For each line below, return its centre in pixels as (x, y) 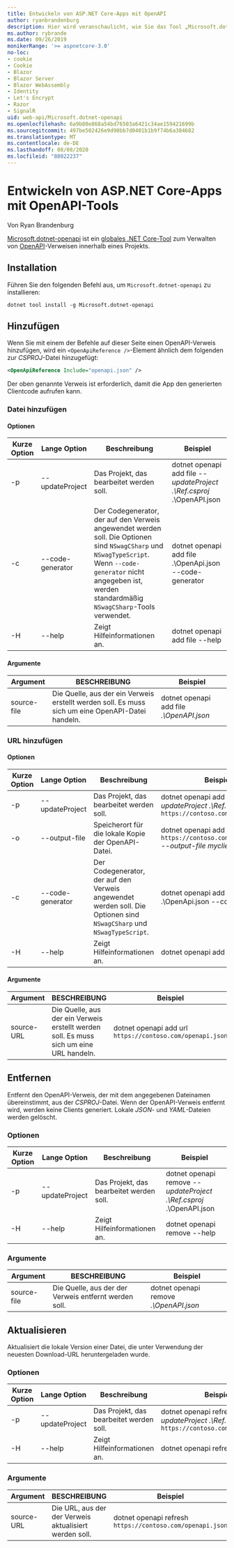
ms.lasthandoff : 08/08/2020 (48, 150)
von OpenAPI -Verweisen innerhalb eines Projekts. (79, 246)
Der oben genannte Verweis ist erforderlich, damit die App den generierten (115, 384)
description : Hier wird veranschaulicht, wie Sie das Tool (95, 27)
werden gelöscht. (32, 1117)
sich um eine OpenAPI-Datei (99, 711)
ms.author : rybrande (37, 33)
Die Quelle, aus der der (90, 1288)
